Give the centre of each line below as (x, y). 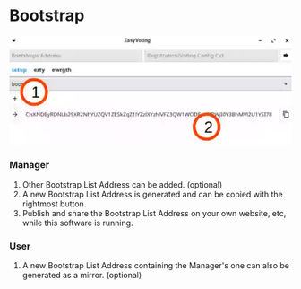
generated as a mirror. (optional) (82, 275)
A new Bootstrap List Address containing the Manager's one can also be (155, 265)
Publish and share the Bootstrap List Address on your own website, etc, (154, 213)
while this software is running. (77, 223)
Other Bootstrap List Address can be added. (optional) (122, 184)
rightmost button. (54, 204)
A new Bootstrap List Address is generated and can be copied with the (153, 194)
